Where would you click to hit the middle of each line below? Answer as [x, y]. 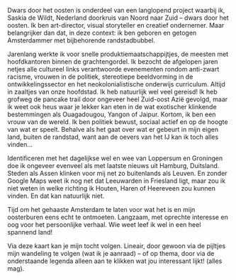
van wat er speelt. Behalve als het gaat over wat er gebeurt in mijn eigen [113, 129]
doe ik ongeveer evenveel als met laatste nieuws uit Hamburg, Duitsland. [113, 166]
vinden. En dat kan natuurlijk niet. [56, 196]
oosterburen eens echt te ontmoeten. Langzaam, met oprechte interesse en [118, 217]
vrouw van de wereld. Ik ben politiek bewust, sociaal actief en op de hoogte [118, 122]
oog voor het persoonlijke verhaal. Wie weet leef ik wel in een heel [104, 225]
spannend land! [30, 232]
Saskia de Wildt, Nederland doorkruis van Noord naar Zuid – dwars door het [118, 18]
